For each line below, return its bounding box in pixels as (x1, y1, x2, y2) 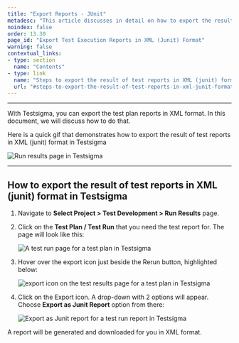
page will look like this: (17, 230, 85, 239)
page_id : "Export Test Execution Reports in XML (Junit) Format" (7, 37, 205, 44)
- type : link (7, 70, 46, 77)
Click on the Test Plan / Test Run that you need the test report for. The (17, 223, 225, 232)
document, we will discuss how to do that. (7, 116, 131, 125)
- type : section (7, 57, 55, 64)
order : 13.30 (7, 30, 46, 38)
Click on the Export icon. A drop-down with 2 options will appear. (17, 293, 209, 302)
